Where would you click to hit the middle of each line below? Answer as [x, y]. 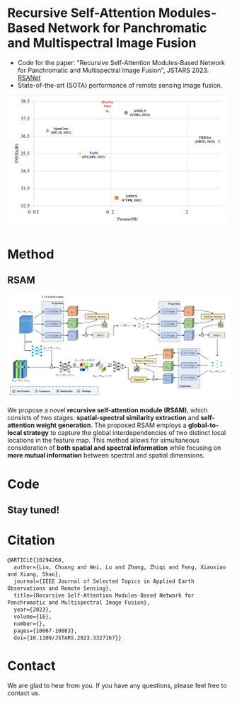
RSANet [29, 77]
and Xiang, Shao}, [34, 574]
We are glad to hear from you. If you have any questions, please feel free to [117, 685]
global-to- [203, 425]
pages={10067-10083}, [46, 631]
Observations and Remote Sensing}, [60, 588]
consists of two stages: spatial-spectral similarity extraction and [103, 418]
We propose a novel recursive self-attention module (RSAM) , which [108, 410]
